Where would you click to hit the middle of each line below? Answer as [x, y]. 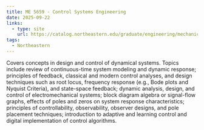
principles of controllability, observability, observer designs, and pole [93, 108]
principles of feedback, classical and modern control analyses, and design [99, 76]
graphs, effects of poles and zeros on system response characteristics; [95, 101]
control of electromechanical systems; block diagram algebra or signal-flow [101, 95]
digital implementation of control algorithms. [62, 120]
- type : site [28, 29]
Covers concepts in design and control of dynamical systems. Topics [93, 63]
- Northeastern [31, 46]
